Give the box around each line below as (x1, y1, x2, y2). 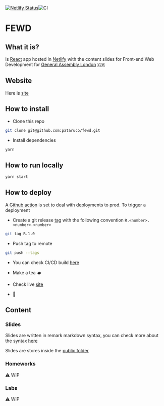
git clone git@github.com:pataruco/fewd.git (5, 128, 100, 133)
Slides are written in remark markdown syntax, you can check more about (5, 333, 159, 339)
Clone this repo (12, 118, 44, 124)
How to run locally (5, 161, 64, 169)
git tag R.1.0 (5, 231, 35, 236)
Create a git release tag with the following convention (12, 217, 124, 223)
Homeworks (5, 360, 36, 367)
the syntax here (5, 338, 38, 344)
